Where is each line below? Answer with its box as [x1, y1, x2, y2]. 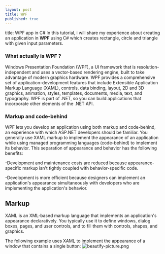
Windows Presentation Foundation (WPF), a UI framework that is [5, 64, 136, 70]
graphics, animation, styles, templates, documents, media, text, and [5, 90, 142, 96]
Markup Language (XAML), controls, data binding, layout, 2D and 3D [5, 85, 144, 91]
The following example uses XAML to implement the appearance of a [5, 238, 145, 244]
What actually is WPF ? [5, 53, 62, 60]
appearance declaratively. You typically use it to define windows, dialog [5, 218, 151, 223]
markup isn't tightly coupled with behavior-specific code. [22, 165, 139, 171]
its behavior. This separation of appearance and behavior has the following [5, 145, 157, 151]
